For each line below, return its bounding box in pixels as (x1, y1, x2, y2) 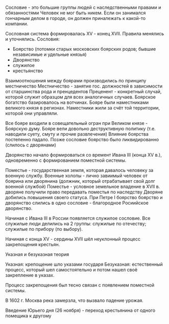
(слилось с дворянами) (5, 142, 56, 148)
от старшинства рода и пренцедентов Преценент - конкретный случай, (5, 89, 162, 94)
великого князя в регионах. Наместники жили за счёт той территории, (5, 105, 160, 111)
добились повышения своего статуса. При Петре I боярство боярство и (5, 195, 163, 200)
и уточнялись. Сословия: (5, 36, 60, 42)
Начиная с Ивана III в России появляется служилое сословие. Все (5, 215, 151, 221)
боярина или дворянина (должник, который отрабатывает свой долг (5, 178, 156, 184)
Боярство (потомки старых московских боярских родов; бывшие (12, 46, 156, 52)
